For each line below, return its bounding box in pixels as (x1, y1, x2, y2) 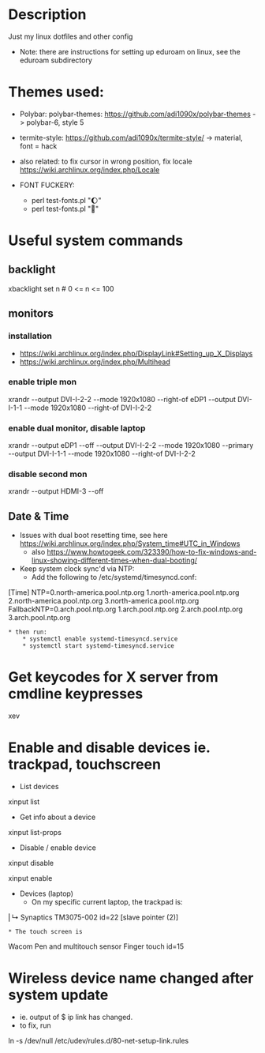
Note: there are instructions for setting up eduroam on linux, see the (19, 47, 241, 56)
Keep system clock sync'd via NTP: (19, 564, 135, 574)
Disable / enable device (19, 843, 96, 852)
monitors (8, 306, 54, 321)
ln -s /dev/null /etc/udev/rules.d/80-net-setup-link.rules (8, 1036, 189, 1046)
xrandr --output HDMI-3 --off (8, 487, 104, 496)
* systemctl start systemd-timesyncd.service (22, 642, 175, 650)
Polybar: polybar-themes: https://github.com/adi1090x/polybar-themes (19, 109, 251, 118)
